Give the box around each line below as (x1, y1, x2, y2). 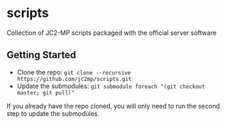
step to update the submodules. (6, 109, 100, 118)
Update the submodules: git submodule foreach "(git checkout (16, 82, 206, 90)
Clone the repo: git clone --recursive (16, 67, 131, 76)
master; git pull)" (16, 89, 75, 97)
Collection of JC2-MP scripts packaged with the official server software (6, 28, 217, 37)
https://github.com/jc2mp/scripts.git (16, 75, 132, 82)
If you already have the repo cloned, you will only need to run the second (6, 102, 221, 110)
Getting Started (6, 49, 77, 61)
